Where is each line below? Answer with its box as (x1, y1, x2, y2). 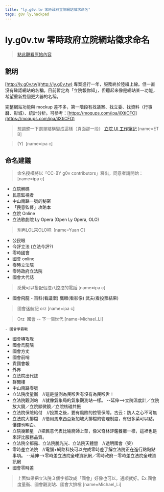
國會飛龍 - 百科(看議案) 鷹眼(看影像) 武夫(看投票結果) (12, 295, 119, 301)
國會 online (12, 256, 35, 262)
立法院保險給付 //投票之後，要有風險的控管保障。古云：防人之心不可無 (12, 410, 157, 415)
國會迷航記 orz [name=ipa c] (17, 305, 75, 312)
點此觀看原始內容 (17, 52, 52, 57)
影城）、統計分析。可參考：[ (13, 110, 70, 116)
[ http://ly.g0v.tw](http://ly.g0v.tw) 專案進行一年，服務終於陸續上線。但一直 (5, 82, 156, 87)
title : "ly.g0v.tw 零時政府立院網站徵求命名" (5, 7, 91, 12)
